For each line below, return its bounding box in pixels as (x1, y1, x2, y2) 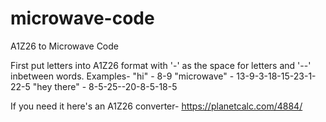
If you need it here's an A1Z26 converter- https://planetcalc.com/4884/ (10, 100, 303, 112)
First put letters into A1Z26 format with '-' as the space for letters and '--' (10, 59, 312, 71)
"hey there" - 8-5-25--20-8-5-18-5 (32, 80, 178, 92)
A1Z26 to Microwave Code (10, 40, 119, 52)
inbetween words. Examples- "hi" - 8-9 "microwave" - (10, 70, 235, 82)
